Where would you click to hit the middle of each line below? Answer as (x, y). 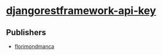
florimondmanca (34, 46)
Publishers (26, 32)
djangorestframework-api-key (81, 11)
